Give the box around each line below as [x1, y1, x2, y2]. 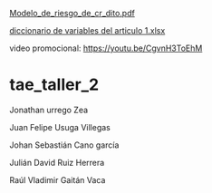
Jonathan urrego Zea [9, 104, 89, 115]
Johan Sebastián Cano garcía [9, 140, 120, 150]
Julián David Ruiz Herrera [9, 157, 105, 168]
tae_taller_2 [9, 74, 100, 95]
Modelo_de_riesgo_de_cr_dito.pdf [9, 8, 136, 18]
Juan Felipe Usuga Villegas [9, 121, 111, 132]
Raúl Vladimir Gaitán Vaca [9, 174, 106, 185]
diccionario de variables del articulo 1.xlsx [9, 25, 166, 35]
